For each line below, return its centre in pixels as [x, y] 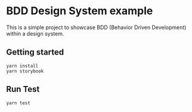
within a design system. [35, 33]
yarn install [22, 66]
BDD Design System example [80, 11]
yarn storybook [25, 71]
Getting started [35, 52]
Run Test [23, 89]
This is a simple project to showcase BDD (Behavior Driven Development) [96, 27]
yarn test [18, 103]
